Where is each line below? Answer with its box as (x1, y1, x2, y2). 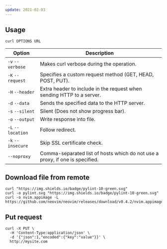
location (7, 130, 28, 136)
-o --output (7, 117, 35, 122)
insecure (7, 143, 28, 149)
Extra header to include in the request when (39, 85, 142, 92)
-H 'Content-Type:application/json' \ (9, 231, 90, 236)
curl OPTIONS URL (5, 39, 41, 44)
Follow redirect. (39, 126, 76, 133)
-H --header (7, 89, 35, 95)
